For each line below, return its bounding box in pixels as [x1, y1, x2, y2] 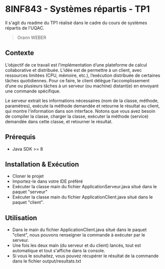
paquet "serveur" [12, 189, 48, 195]
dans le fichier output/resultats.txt [12, 258, 81, 264]
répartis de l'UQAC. [5, 25, 44, 31]
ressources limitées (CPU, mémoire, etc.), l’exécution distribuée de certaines [5, 72, 161, 78]
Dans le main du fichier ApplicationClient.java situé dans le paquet [12, 227, 147, 233]
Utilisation [5, 213, 37, 222]
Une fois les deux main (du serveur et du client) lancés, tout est [12, 242, 141, 248]
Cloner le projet [12, 173, 44, 179]
